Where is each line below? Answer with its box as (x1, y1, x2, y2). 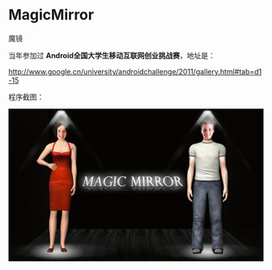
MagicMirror (8, 6, 95, 24)
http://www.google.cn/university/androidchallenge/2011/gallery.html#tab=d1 (8, 66, 262, 76)
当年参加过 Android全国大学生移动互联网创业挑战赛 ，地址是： (8, 50, 216, 60)
